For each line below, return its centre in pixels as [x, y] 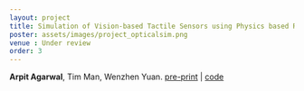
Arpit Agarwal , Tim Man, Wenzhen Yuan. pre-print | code [117, 77]
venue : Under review [50, 43]
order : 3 [26, 51]
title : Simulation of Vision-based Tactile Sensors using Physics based [149, 26]
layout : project [40, 18]
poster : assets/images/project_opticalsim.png [99, 34]
